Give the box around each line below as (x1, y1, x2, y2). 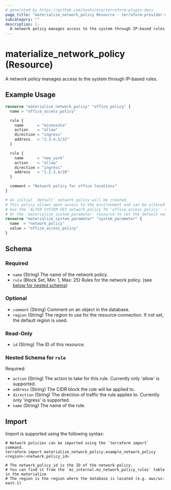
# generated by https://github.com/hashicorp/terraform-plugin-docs (5, 7, 154, 13)
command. (5, 445, 24, 450)
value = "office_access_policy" (10, 226, 79, 231)
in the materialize (5, 472, 47, 477)
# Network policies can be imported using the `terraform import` (5, 441, 149, 446)
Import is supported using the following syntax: (5, 431, 104, 437)
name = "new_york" (14, 156, 65, 161)
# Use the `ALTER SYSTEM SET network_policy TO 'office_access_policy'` (5, 207, 163, 212)
